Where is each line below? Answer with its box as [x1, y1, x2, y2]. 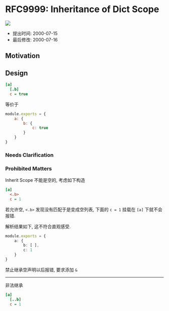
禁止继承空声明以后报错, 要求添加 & [5, 267, 78, 273]
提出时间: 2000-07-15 [12, 30, 58, 36]
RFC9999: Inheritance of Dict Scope [5, 4, 159, 15]
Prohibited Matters [5, 165, 52, 172]
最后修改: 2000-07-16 [12, 36, 58, 42]
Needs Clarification [5, 151, 54, 159]
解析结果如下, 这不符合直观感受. [5, 223, 71, 229]
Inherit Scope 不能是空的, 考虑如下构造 [5, 177, 86, 183]
